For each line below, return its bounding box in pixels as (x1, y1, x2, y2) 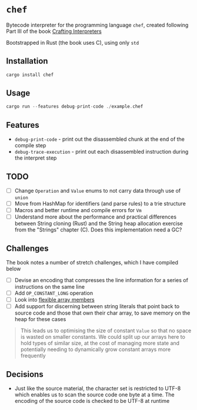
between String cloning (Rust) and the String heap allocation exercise (14, 220, 183, 227)
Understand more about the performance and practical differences (14, 213, 177, 220)
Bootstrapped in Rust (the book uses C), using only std (6, 39, 139, 46)
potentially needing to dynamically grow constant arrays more (20, 346, 171, 353)
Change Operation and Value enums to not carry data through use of (14, 187, 181, 194)
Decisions (6, 369, 44, 379)
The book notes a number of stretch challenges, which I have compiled (6, 259, 178, 266)
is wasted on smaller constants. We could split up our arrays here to (20, 333, 185, 340)
